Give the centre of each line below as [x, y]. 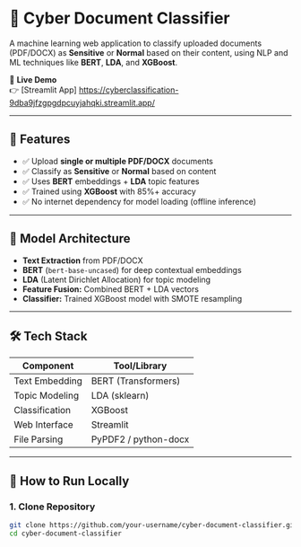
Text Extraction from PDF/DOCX [82, 260]
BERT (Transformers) [136, 381]
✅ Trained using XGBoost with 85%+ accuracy [109, 191]
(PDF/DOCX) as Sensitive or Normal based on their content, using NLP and [149, 52]
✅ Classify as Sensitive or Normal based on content [119, 171]
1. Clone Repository [52, 507]
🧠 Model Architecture [70, 238]
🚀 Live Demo [33, 79]
